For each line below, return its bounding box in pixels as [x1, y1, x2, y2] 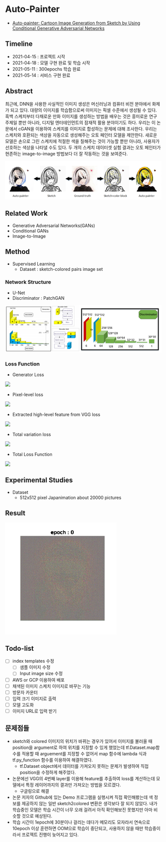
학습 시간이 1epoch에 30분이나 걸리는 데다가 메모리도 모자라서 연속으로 [12, 819, 150, 825]
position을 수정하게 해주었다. [19, 769, 76, 775]
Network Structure [5, 278, 51, 285]
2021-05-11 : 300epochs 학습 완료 [12, 66, 81, 72]
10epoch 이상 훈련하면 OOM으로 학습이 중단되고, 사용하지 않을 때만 [12, 825, 144, 831]
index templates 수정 [12, 658, 55, 664]
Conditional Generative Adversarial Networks [12, 25, 105, 31]
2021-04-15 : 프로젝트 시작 [12, 53, 65, 59]
